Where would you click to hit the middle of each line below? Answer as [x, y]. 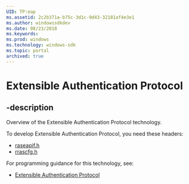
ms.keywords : [22, 34]
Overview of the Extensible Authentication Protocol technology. [84, 122]
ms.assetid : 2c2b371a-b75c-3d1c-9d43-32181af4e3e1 [70, 17]
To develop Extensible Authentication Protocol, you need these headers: [95, 134]
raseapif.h [27, 145]
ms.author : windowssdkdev [38, 23]
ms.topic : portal [28, 51]
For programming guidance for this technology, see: [70, 163]
